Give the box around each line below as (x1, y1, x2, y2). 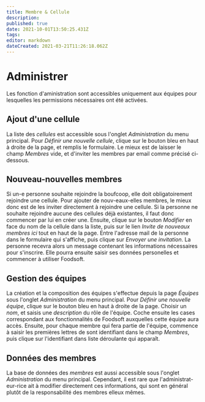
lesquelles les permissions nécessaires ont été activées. (6, 96, 148, 104)
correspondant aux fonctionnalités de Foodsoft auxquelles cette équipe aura (6, 316, 199, 323)
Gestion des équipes (6, 273, 87, 284)
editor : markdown (6, 37, 51, 44)
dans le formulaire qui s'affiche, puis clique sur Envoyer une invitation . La (6, 236, 191, 243)
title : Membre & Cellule (6, 9, 70, 15)
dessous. (6, 156, 29, 164)
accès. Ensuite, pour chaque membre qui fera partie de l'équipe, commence (6, 322, 198, 330)
